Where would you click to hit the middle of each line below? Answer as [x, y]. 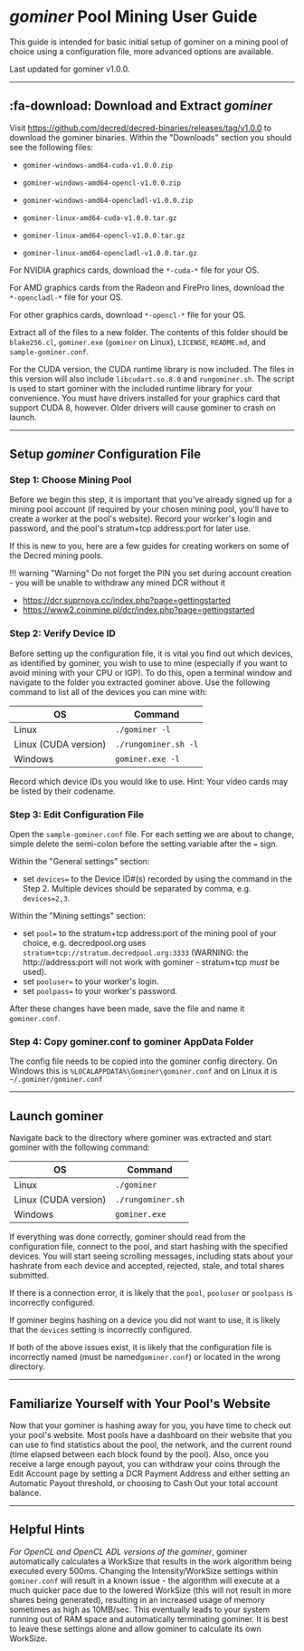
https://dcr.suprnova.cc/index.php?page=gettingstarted [126, 601]
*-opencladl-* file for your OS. [66, 297]
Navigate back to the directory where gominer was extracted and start [140, 1138]
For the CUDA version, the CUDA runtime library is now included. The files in [152, 369]
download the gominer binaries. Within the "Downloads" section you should [151, 137]
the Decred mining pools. [57, 555]
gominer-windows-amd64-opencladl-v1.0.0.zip [108, 200]
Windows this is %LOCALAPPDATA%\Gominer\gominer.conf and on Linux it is [143, 1071]
